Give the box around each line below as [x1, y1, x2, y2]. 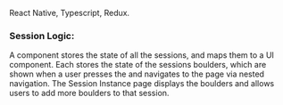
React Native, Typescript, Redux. [9, 8, 130, 18]
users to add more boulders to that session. [9, 88, 170, 99]
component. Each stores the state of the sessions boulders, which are [9, 60, 267, 70]
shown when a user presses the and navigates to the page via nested [9, 69, 265, 79]
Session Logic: [9, 29, 75, 42]
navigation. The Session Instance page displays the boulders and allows [9, 78, 275, 89]
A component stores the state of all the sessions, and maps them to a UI [9, 50, 275, 61]
